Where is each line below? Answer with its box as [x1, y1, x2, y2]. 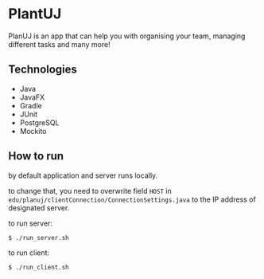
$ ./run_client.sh [8, 263, 69, 271]
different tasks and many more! [8, 39, 111, 49]
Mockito [19, 126, 47, 136]
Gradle [19, 100, 42, 110]
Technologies [8, 63, 78, 77]
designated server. [8, 202, 70, 212]
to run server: [8, 218, 53, 228]
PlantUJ [8, 5, 62, 23]
